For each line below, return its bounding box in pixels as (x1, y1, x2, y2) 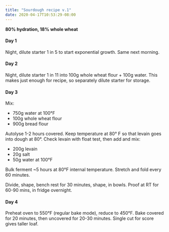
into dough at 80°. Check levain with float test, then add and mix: (5, 136, 141, 142)
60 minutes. (5, 172, 30, 178)
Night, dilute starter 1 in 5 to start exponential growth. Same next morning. (5, 49, 160, 55)
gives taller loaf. (5, 221, 39, 227)
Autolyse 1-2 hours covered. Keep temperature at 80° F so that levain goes (5, 130, 161, 137)
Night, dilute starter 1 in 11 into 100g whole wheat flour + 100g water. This (5, 72, 158, 78)
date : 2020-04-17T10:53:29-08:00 (5, 12, 76, 17)
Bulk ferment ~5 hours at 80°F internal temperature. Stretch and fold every (5, 167, 161, 173)
